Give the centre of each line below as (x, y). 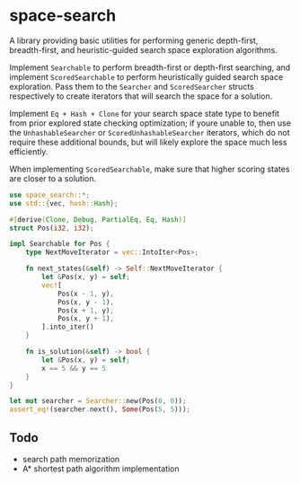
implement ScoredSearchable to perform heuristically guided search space (146, 76)
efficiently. (29, 151)
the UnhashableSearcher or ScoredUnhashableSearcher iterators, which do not (150, 132)
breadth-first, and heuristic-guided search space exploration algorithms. (144, 49)
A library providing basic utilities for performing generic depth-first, (134, 40)
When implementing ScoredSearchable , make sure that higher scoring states (150, 169)
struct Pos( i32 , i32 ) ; (52, 228)
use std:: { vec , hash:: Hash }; (64, 203)
